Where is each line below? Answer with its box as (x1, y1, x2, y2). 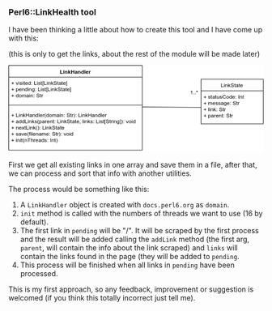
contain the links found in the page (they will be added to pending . (19, 251, 240, 261)
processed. (19, 268, 58, 278)
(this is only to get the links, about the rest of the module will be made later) (8, 49, 261, 59)
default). (19, 217, 49, 227)
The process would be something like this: (8, 184, 150, 194)
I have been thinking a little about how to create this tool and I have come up (8, 25, 263, 35)
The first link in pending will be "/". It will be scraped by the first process (19, 225, 259, 235)
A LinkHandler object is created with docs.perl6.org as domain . (19, 199, 230, 209)
